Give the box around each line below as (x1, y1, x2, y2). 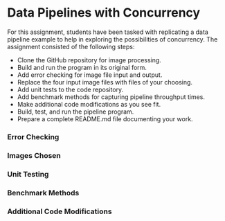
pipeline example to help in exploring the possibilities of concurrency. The (7, 35, 218, 43)
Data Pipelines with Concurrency (7, 5, 201, 21)
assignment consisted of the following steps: (7, 42, 135, 51)
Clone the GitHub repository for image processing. (17, 55, 161, 64)
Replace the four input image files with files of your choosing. (17, 78, 192, 86)
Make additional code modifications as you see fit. (17, 100, 161, 108)
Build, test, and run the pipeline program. (17, 107, 134, 116)
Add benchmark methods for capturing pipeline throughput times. (17, 92, 206, 101)
